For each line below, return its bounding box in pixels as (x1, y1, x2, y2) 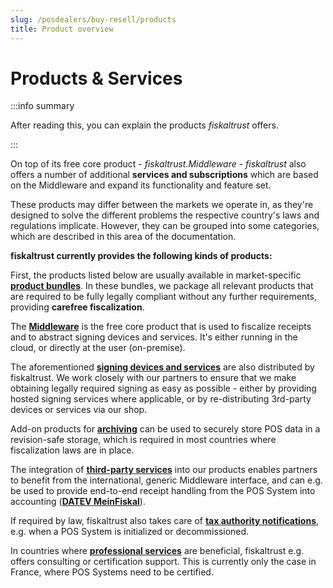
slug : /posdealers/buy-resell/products (10, 14, 177, 25)
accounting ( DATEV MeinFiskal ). (10, 496, 146, 508)
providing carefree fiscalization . (10, 301, 145, 313)
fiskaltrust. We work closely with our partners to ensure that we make (10, 372, 297, 384)
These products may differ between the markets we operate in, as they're (10, 199, 314, 211)
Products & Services (10, 67, 183, 90)
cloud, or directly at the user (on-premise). (10, 342, 186, 354)
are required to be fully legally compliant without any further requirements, (10, 291, 318, 303)
